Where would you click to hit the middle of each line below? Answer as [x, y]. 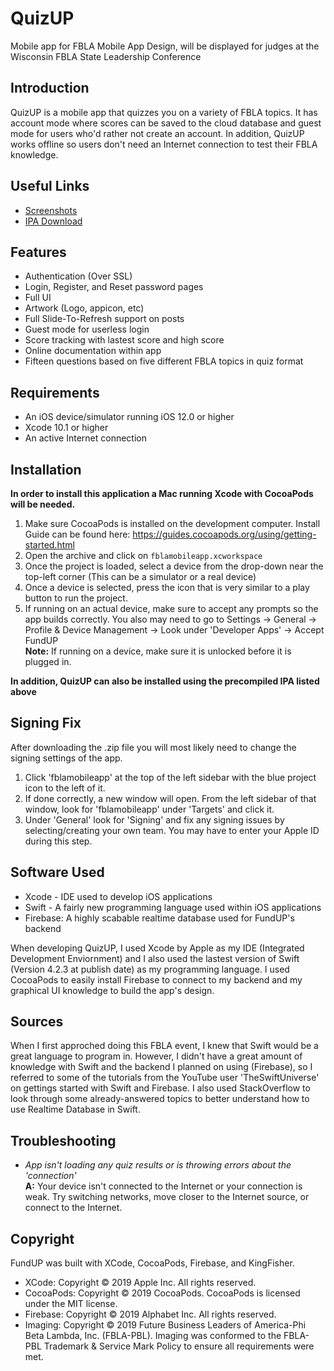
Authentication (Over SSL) [78, 276]
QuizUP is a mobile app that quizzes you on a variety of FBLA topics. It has [164, 112]
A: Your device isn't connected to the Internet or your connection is [163, 1186]
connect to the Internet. [73, 1208]
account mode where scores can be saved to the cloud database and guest [166, 123]
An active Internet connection [85, 438]
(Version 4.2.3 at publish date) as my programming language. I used [150, 969]
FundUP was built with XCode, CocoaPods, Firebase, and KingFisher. [152, 1263]
